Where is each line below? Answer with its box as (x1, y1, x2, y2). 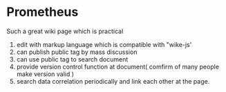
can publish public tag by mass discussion (16, 48, 138, 56)
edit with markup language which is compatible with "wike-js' (16, 40, 192, 48)
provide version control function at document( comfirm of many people (16, 62, 219, 71)
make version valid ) (16, 70, 74, 78)
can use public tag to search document (16, 55, 129, 63)
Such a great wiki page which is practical (6, 27, 124, 35)
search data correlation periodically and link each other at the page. (16, 77, 210, 85)
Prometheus (6, 4, 79, 20)
